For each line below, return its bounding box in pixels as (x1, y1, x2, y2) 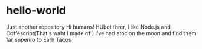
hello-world (6, 4, 67, 17)
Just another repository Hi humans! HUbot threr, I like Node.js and (6, 23, 171, 30)
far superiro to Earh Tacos (6, 36, 71, 43)
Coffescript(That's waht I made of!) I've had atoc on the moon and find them (6, 29, 197, 36)
